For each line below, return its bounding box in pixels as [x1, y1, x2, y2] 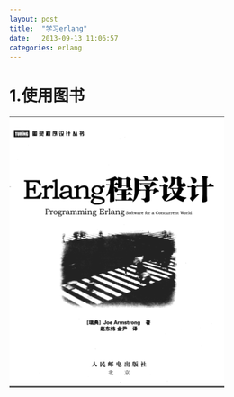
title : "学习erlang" [9, 23, 88, 33]
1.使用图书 [9, 86, 85, 106]
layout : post [9, 14, 58, 23]
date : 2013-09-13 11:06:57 [9, 33, 119, 42]
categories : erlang [9, 43, 83, 52]
